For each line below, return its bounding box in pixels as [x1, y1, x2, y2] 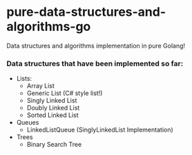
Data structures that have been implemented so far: [6, 59, 184, 68]
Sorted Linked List [26, 111, 79, 119]
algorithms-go [6, 19, 91, 34]
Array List [26, 82, 55, 90]
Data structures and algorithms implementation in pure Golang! [6, 41, 186, 50]
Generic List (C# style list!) [26, 89, 103, 97]
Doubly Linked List [26, 104, 80, 112]
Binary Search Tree [26, 141, 82, 149]
